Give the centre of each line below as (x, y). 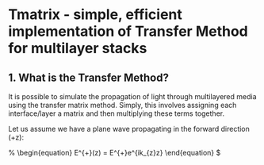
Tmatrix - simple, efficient (95, 15)
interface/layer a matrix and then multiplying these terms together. (116, 113)
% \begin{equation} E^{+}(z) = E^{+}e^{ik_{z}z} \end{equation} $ (115, 153)
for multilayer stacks (78, 48)
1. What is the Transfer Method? (88, 77)
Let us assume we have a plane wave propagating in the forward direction (129, 129)
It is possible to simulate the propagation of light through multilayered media (132, 96)
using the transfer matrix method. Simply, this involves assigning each (122, 105)
